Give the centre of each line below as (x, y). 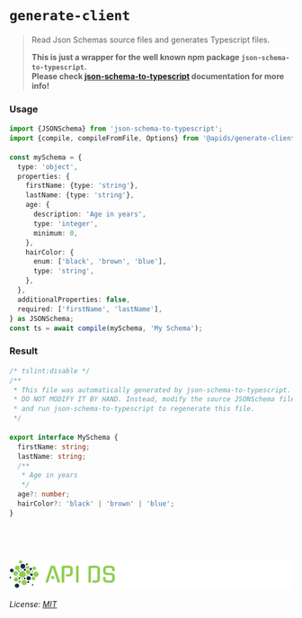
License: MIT (33, 604)
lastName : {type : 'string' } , (80, 195)
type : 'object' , (48, 166)
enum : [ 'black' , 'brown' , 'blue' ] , (100, 262)
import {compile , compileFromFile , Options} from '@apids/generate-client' (154, 139)
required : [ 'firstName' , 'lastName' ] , (90, 309)
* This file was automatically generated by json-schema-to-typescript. (152, 390)
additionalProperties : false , (74, 300)
